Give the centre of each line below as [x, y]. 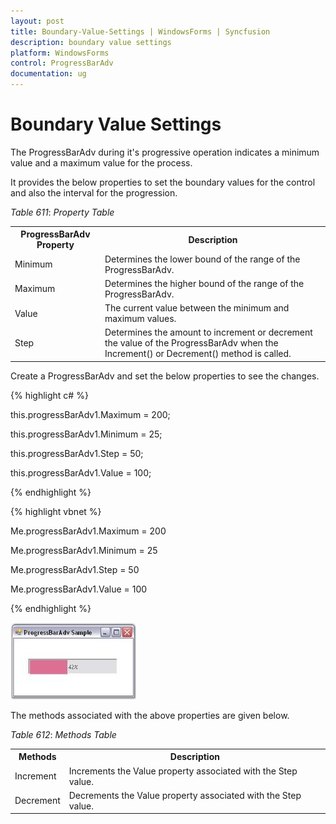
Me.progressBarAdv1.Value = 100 [79, 589]
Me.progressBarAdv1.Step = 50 [75, 569]
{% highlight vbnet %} [56, 511]
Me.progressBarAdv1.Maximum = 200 [88, 531]
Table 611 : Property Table [62, 212]
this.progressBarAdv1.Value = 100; [81, 472]
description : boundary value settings [91, 42]
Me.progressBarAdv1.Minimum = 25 [84, 550]
